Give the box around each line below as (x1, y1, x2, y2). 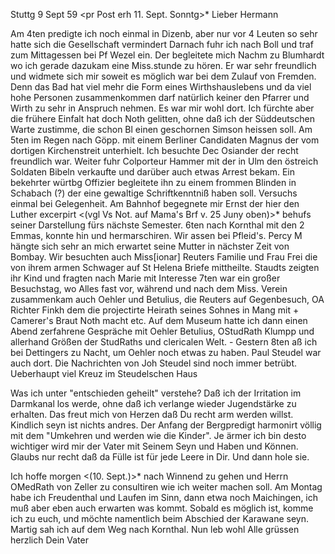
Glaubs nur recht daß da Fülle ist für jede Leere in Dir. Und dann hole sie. (10, 451, 310, 463)
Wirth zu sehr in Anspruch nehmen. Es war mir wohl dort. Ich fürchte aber (10, 102, 315, 114)
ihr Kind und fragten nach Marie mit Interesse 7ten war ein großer (10, 272, 281, 284)
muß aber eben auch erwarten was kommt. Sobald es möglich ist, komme (10, 502, 314, 514)
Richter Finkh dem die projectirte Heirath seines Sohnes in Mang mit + (10, 304, 300, 316)
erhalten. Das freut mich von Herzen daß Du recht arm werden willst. (10, 409, 294, 420)
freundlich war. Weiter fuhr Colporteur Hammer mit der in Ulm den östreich (10, 155, 319, 167)
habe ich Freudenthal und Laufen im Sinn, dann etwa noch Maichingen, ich (10, 492, 319, 503)
